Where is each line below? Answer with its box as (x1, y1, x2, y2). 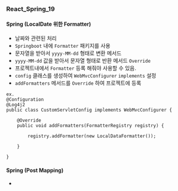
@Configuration (6, 97, 44, 103)
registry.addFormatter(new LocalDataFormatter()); (27, 133, 156, 139)
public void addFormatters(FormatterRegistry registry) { (17, 123, 164, 129)
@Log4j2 (6, 102, 26, 108)
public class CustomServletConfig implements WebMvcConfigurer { (6, 107, 172, 113)
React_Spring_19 (6, 5, 55, 13)
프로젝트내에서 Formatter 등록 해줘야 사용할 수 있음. (14, 64, 136, 72)
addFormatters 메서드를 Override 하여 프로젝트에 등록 (14, 79, 142, 87)
